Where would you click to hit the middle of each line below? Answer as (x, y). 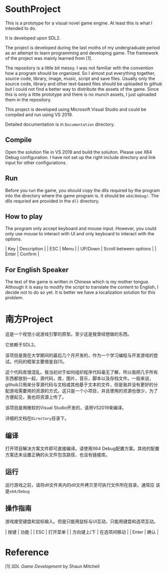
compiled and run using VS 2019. (39, 114)
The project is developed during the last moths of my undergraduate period (83, 47)
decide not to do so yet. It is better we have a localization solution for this (80, 292)
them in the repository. (28, 99)
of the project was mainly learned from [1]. (49, 58)
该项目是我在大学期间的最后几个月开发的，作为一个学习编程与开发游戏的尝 (82, 356)
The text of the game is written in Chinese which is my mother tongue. (77, 282)
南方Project (29, 319)
